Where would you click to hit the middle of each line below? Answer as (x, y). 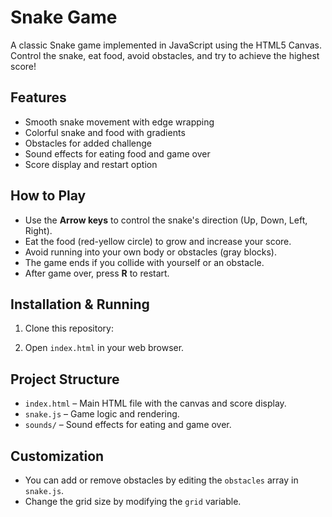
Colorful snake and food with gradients (105, 132)
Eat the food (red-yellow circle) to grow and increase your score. (158, 241)
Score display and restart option (91, 164)
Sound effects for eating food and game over (117, 153)
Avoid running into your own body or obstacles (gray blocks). (150, 252)
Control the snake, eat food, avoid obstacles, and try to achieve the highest (165, 55)
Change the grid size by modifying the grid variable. (133, 501)
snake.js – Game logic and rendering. (102, 414)
